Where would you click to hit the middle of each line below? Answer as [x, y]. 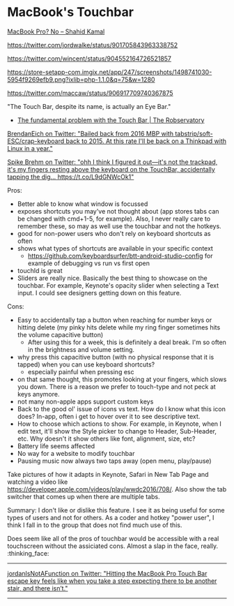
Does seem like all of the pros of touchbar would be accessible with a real [113, 538]
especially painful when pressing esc [81, 371]
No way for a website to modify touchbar [76, 453]
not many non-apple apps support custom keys [85, 401]
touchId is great [40, 270]
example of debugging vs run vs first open [89, 263]
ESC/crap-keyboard [36, 141]
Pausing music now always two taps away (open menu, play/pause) [114, 461]
